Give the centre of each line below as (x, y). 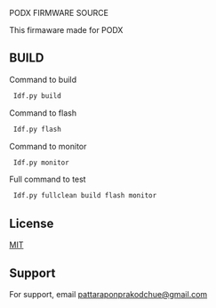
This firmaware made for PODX (66, 30)
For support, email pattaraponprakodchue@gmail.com (108, 294)
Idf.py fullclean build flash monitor (85, 196)
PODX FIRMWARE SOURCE (59, 13)
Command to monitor (48, 146)
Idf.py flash (37, 129)
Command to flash (43, 113)
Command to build (43, 79)
